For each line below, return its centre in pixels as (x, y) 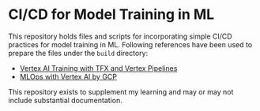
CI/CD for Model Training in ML (111, 15)
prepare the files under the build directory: (78, 53)
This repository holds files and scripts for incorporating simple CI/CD (120, 36)
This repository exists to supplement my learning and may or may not (121, 91)
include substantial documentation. (65, 100)
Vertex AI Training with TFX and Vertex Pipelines (98, 68)
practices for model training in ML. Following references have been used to (130, 44)
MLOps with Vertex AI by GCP (68, 76)
